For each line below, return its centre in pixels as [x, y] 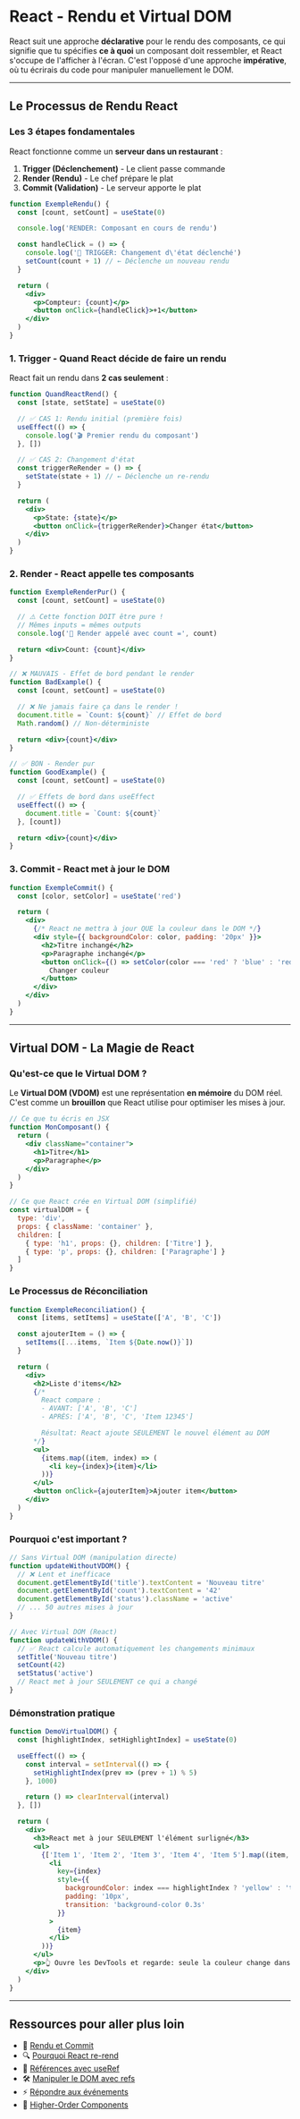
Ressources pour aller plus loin [97, 2024]
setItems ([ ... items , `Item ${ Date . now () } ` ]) [109, 1343]
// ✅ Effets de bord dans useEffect [86, 797]
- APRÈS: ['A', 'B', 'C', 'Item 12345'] [117, 1417]
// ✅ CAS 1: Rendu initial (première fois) [100, 419]
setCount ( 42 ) [42, 1666]
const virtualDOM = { [50, 1210]
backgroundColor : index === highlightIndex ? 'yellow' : [173, 1888]
